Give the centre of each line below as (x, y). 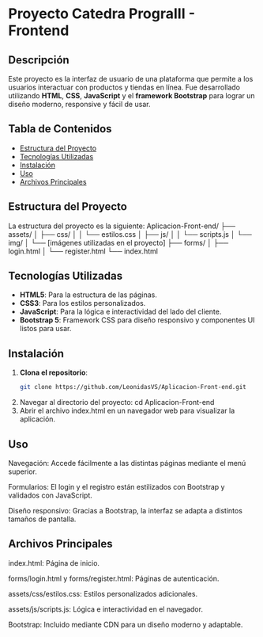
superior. (23, 471)
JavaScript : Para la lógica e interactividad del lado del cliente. (120, 312)
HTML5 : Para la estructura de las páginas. (88, 295)
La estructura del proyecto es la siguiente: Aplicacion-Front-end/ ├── (122, 226)
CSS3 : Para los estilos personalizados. (83, 303)
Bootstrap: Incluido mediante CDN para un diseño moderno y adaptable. (126, 624)
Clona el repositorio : (54, 372)
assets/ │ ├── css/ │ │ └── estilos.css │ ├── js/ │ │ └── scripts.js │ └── (130, 234)
